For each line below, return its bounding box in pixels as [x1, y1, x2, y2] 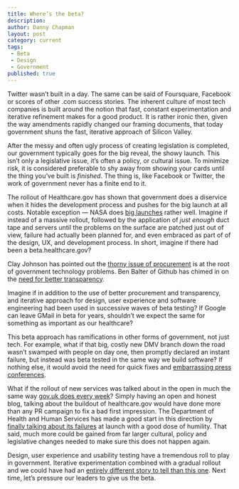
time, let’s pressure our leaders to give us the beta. [7, 473, 156, 482]
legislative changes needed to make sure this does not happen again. [7, 437, 211, 446]
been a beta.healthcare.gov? [7, 246, 92, 254]
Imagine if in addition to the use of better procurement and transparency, [7, 288, 221, 297]
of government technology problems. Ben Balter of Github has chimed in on [7, 267, 229, 275]
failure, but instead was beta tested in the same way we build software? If [7, 355, 223, 364]
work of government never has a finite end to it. [7, 179, 147, 187]
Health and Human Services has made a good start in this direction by [7, 414, 213, 423]
